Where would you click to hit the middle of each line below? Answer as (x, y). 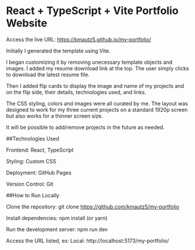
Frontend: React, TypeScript (40, 150)
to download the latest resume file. (48, 74)
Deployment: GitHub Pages (39, 172)
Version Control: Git (30, 184)
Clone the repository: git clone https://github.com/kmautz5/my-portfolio (93, 207)
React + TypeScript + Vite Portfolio (92, 11)
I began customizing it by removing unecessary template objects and (89, 62)
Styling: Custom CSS (31, 161)
